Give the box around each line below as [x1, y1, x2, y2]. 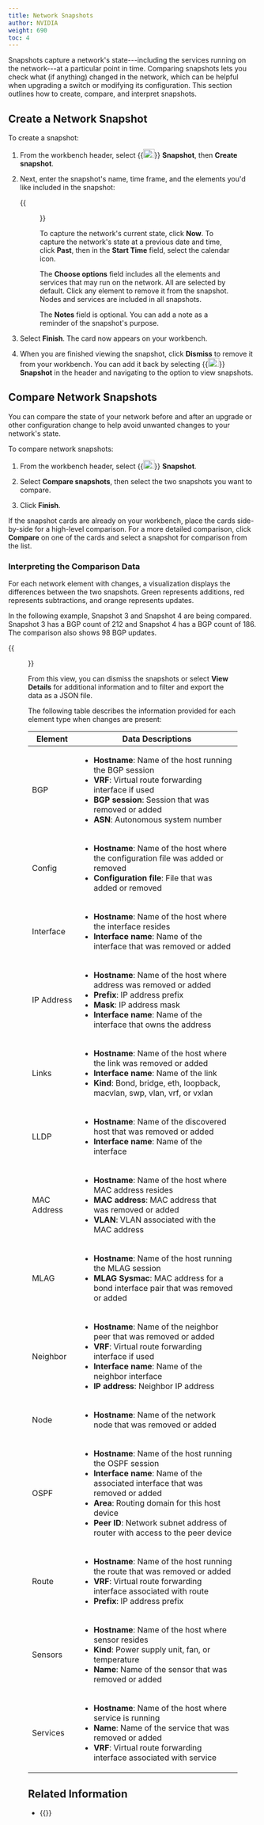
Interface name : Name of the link [93, 1067, 217, 1079]
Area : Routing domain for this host [93, 1498, 221, 1509]
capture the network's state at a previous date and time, [39, 237, 223, 246]
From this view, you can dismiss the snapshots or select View [28, 674, 229, 684]
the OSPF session [93, 1458, 160, 1469]
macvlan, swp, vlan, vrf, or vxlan [93, 1087, 213, 1098]
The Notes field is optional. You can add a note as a [39, 310, 209, 319]
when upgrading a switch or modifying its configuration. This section [8, 81, 232, 90]
